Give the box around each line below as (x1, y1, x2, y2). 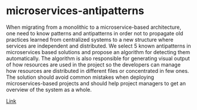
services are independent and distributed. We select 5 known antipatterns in (6, 42, 191, 49)
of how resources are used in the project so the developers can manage (6, 61, 181, 68)
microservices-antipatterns (6, 4, 145, 18)
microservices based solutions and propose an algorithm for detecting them (6, 48, 190, 55)
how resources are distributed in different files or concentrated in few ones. (6, 67, 189, 74)
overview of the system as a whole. (6, 86, 92, 93)
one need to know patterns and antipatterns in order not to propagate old (6, 29, 183, 36)
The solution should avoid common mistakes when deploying (6, 74, 155, 81)
